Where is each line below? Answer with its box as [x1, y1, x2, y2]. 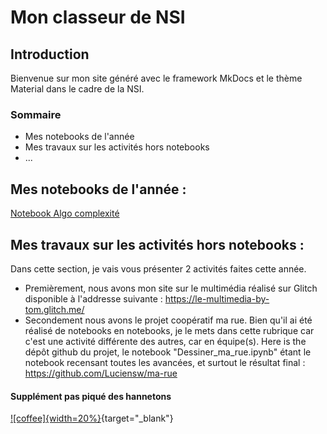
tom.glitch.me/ [24, 303, 85, 315]
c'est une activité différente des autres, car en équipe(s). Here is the [24, 335, 307, 347]
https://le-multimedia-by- [164, 292, 270, 305]
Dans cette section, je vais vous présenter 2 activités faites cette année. [10, 262, 307, 275]
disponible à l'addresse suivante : [24, 292, 163, 305]
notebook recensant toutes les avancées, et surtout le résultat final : [24, 356, 306, 368]
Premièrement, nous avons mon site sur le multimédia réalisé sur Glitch [24, 282, 318, 294]
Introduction [10, 46, 90, 63]
